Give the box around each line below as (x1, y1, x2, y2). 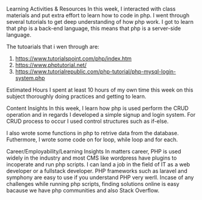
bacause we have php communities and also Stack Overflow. (6, 187, 160, 194)
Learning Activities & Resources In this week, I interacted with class (6, 6, 176, 12)
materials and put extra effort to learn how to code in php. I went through (6, 12, 190, 19)
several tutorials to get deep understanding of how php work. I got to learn (6, 18, 194, 25)
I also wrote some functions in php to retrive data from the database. (6, 130, 179, 136)
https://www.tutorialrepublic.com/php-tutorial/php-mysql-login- (15, 68, 176, 75)
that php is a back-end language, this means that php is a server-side (6, 24, 181, 32)
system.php (15, 75, 45, 81)
